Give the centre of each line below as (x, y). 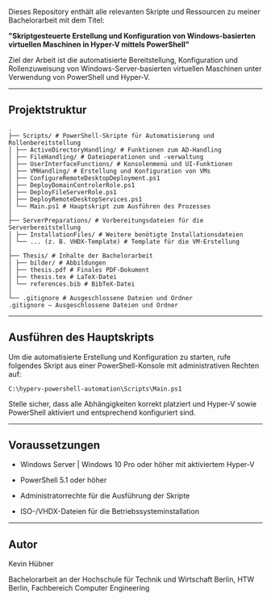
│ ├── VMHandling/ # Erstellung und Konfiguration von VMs (110, 171)
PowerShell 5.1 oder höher (63, 480)
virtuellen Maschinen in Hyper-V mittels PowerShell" (99, 44)
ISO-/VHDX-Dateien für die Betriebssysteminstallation (110, 511)
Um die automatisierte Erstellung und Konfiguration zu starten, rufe (120, 357)
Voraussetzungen (54, 446)
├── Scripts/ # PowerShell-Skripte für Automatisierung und (112, 136)
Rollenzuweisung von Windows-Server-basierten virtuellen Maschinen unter (135, 69)
